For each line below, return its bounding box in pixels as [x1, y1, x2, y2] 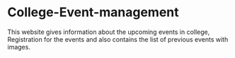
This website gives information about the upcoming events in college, [7, 28, 210, 36]
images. [7, 42, 30, 51]
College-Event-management [7, 4, 179, 21]
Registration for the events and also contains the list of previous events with [7, 35, 229, 43]
